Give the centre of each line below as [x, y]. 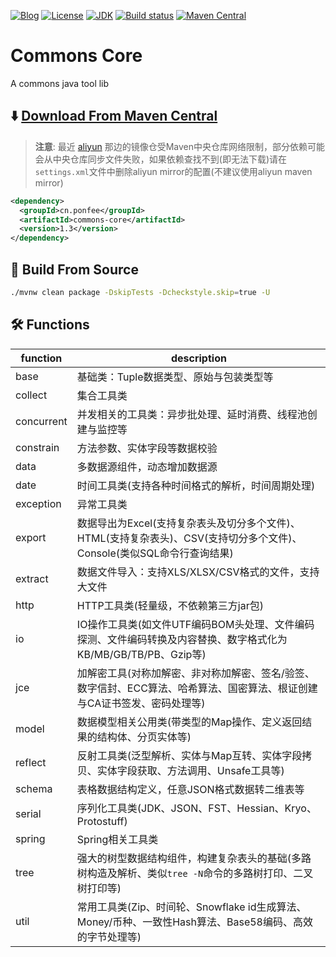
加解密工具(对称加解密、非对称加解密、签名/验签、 [195, 673]
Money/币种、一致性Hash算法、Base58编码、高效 [194, 922]
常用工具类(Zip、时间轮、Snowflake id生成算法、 [191, 907]
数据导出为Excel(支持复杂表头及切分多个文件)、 [188, 523]
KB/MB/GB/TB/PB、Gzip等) [141, 654]
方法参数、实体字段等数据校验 [147, 448]
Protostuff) [102, 821]
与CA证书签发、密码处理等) [141, 703]
